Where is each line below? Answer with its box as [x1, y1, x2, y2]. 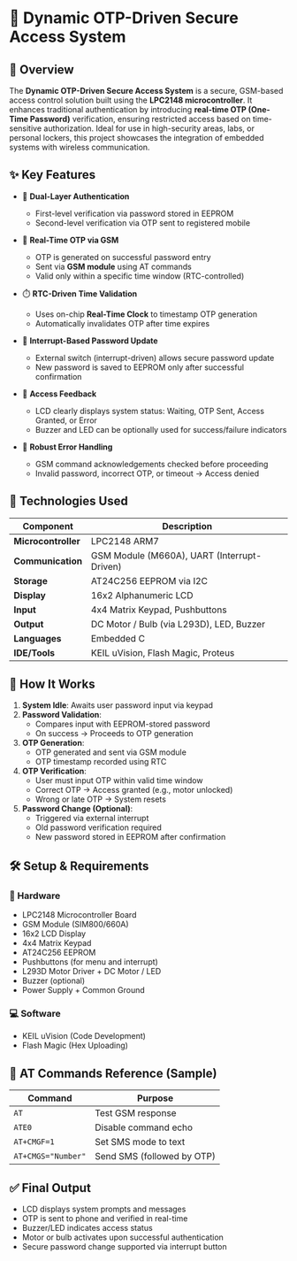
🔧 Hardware [9, 889, 61, 902]
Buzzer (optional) [21, 975, 86, 986]
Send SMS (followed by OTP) [94, 1150, 217, 1163]
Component [22, 519, 73, 532]
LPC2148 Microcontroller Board [21, 910, 137, 920]
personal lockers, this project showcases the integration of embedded [9, 133, 264, 142]
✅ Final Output [9, 1180, 91, 1196]
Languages [13, 632, 62, 644]
